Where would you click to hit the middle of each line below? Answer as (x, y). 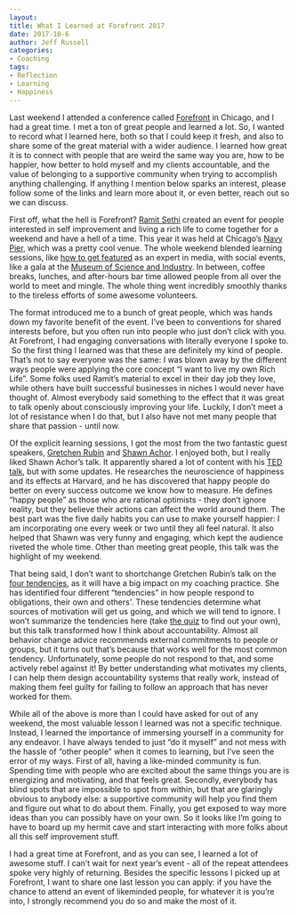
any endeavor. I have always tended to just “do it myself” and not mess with (148, 742)
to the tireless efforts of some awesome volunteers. (104, 295)
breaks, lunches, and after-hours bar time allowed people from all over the (145, 276)
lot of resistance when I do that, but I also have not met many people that (143, 416)
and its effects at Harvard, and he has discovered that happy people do (140, 480)
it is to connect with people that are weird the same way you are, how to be (147, 155)
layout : (24, 17)
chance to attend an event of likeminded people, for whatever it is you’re (142, 891)
